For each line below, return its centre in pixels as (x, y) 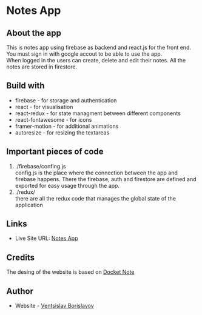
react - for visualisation (44, 107)
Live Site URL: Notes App (46, 238)
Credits (21, 257)
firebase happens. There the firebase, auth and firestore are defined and (106, 179)
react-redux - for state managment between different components (98, 113)
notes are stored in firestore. (42, 67)
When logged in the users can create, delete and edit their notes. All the (96, 60)
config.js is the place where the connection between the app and (96, 173)
